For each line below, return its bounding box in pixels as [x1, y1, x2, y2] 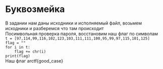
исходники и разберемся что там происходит [5, 25, 104, 31]
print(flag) [5, 53, 30, 58]
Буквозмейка [5, 3, 65, 15]
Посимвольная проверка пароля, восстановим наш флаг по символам [5, 30, 158, 36]
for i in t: [5, 44, 30, 49]
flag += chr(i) [14, 49, 46, 54]
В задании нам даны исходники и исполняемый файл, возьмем [5, 20, 142, 26]
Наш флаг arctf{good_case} [5, 57, 64, 63]
